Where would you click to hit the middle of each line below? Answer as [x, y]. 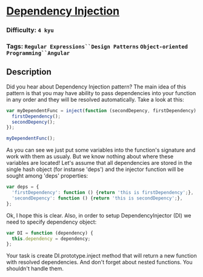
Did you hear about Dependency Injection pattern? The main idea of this [96, 87]
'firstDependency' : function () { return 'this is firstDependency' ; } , [103, 193]
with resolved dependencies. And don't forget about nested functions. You [99, 262]
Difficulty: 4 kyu [30, 30]
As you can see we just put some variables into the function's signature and [101, 150]
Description [29, 72]
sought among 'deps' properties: [47, 176]
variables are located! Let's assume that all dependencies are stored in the [99, 163]
